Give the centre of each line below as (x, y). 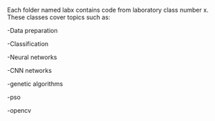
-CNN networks (30, 70)
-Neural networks (32, 57)
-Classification (28, 44)
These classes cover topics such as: (59, 17)
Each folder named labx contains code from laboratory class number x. (108, 10)
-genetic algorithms (35, 84)
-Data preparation (32, 31)
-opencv (19, 110)
